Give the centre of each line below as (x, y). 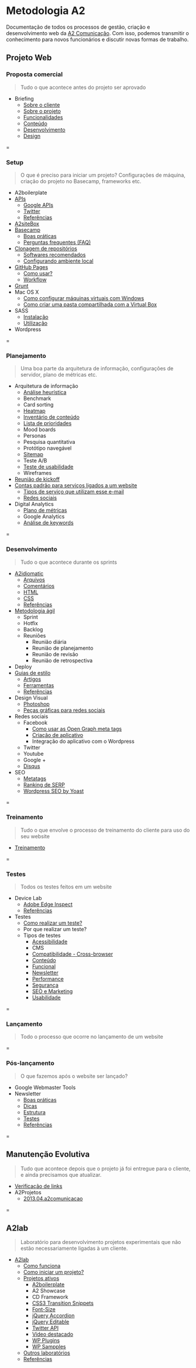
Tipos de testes (42, 935)
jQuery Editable (51, 1322)
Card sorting (38, 405)
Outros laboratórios (47, 1353)
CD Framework (50, 1297)
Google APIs (38, 205)
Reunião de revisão (55, 654)
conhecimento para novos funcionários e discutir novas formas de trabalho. (97, 39)
